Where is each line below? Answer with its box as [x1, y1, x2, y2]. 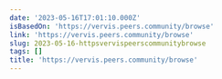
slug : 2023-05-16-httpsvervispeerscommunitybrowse [9, 38, 206, 48]
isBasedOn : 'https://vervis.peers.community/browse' [9, 22, 215, 31]
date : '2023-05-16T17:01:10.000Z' [9, 13, 142, 23]
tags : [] [9, 47, 43, 56]
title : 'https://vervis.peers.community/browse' [9, 55, 198, 64]
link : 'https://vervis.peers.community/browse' [9, 30, 195, 39]
